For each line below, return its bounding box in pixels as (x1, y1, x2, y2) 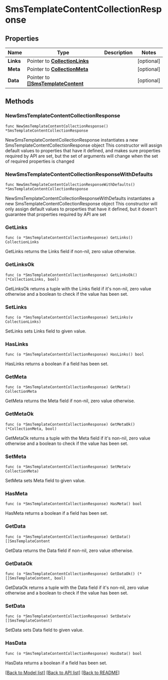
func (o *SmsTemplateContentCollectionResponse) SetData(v (5, 614, 131, 619)
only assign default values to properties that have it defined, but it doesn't (5, 206, 157, 212)
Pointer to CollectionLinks (26, 58, 89, 64)
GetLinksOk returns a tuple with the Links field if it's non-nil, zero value (5, 285, 151, 292)
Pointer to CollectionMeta (26, 66, 88, 72)
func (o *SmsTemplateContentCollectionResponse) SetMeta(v (5, 465, 131, 470)
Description (104, 49, 133, 56)
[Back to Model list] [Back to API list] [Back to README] (5, 669, 120, 675)
